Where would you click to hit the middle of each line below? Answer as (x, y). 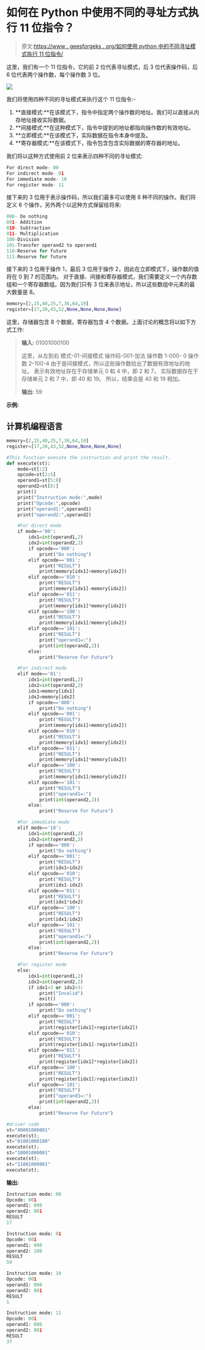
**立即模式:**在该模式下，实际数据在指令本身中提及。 (83, 135)
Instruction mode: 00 (34, 1194)
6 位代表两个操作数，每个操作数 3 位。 (55, 74)
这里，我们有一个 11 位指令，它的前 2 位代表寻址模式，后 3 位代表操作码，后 (102, 67)
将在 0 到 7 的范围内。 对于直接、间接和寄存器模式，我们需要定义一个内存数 (102, 277)
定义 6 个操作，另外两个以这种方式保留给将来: (64, 205)
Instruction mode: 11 (34, 1313)
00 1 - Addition (24, 222)
